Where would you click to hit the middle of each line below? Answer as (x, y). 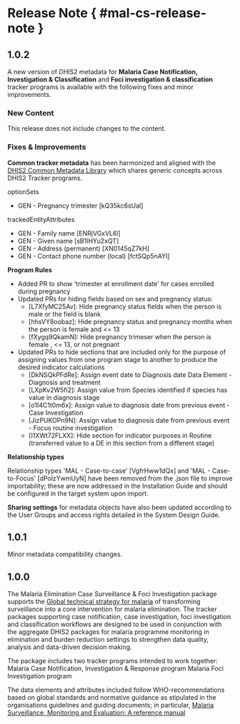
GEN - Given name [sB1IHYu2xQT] (68, 241)
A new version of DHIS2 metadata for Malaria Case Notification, (102, 72)
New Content (31, 113)
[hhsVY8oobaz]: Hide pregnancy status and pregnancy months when (130, 321)
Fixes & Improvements (47, 147)
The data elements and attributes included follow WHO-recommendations (116, 690)
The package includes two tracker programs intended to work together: (112, 661)
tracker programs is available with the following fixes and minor (101, 87)
